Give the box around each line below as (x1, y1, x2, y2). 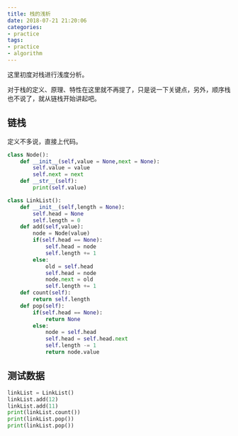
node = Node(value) (33, 230, 91, 237)
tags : (7, 37, 23, 44)
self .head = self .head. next (45, 335, 129, 342)
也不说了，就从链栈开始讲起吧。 (7, 94, 101, 103)
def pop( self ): (20, 302, 65, 309)
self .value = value (33, 164, 91, 172)
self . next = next (33, 171, 84, 178)
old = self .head (45, 263, 93, 270)
